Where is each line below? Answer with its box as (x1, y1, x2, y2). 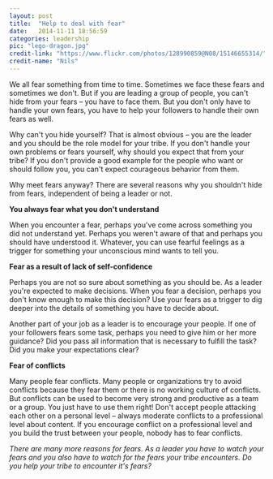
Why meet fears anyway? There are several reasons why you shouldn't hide (9, 179, 262, 189)
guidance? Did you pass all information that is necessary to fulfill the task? (9, 336, 258, 346)
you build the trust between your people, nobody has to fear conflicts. (9, 428, 243, 438)
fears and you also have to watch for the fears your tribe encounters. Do (9, 452, 252, 462)
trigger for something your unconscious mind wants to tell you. (9, 245, 220, 256)
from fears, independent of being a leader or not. (9, 188, 173, 198)
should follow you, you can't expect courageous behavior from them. (9, 164, 240, 174)
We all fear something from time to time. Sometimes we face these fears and (9, 79, 265, 89)
